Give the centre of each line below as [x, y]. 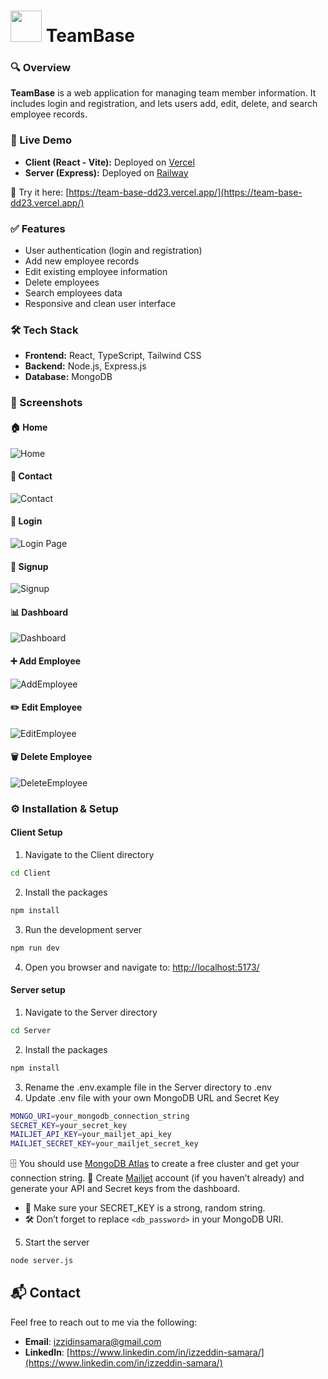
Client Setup [36, 832]
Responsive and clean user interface [100, 304]
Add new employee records [82, 261]
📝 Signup [29, 566]
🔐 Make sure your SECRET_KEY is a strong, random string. [145, 1208]
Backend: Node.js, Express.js [85, 366]
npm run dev [35, 948]
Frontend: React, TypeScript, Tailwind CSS [113, 356]
